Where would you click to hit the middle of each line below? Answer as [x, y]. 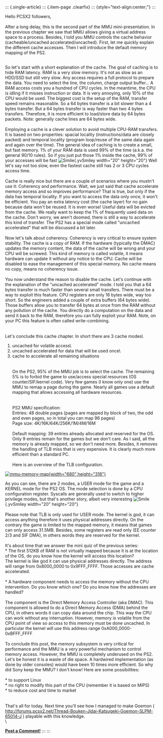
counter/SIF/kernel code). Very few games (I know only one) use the [81, 382]
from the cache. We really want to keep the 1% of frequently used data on [79, 212]
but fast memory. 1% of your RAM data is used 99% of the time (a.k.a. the [79, 150]
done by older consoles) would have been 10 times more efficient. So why [79, 664]
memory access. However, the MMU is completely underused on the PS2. [79, 654]
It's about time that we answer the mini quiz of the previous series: [72, 545]
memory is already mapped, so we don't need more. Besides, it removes [85, 444]
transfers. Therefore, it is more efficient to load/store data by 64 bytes [75, 114]
